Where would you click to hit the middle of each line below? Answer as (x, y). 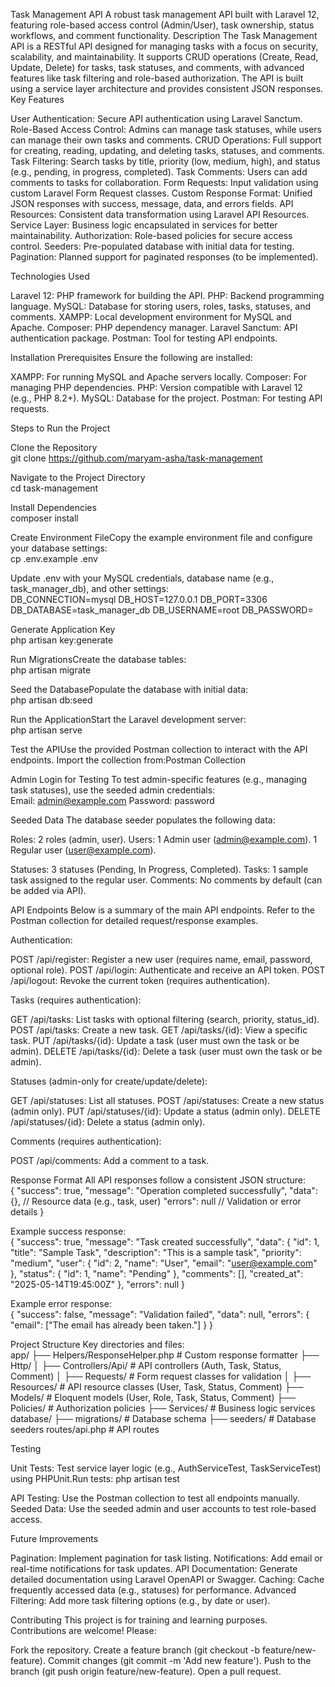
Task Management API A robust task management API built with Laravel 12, (165, 14)
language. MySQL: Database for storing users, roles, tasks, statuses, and (160, 306)
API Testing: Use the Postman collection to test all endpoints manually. (155, 1498)
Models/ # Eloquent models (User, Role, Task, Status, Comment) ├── (153, 1397)
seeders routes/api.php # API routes (85, 1429)
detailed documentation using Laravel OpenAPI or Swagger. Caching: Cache (167, 1579)
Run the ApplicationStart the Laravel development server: (128, 719)
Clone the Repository (54, 447)
